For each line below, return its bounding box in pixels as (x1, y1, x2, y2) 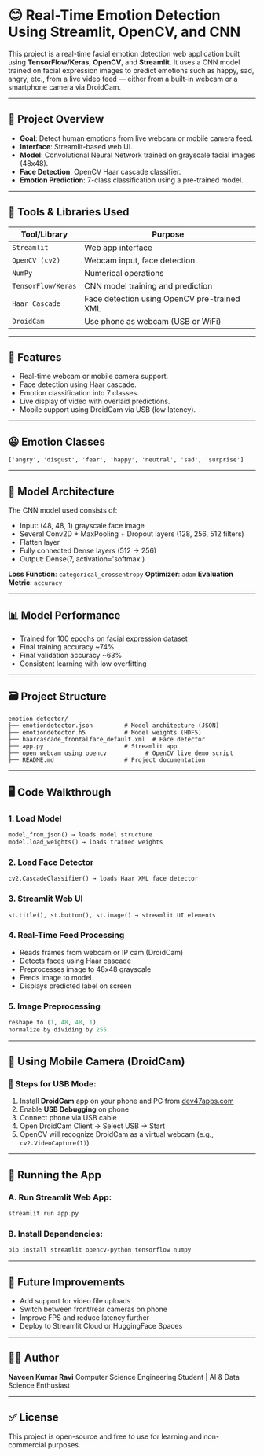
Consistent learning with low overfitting (19, 659, 147, 668)
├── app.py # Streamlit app (8, 742, 178, 750)
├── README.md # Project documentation (8, 756, 206, 764)
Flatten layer (19, 538, 60, 546)
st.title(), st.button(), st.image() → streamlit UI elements (8, 911, 216, 919)
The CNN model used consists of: (8, 506, 118, 515)
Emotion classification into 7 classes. (19, 388, 139, 398)
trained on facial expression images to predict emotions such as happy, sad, (8, 65, 255, 75)
